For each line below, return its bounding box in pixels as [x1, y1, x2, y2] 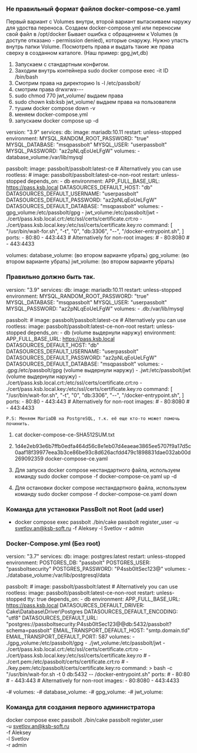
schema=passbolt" [6, 627, 52, 634]
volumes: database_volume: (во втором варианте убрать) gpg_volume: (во [6, 252, 189, 259]
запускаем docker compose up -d [14, 117, 99, 124]
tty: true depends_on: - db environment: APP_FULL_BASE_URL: [27, 596, 181, 603]
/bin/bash [14, 73, 38, 81]
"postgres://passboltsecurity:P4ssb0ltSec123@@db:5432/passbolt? [6, 621, 172, 628]
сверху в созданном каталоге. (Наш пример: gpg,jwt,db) [6, 50, 149, 57]
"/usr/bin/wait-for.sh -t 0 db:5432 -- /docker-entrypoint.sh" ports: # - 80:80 [6, 671, 191, 678]
